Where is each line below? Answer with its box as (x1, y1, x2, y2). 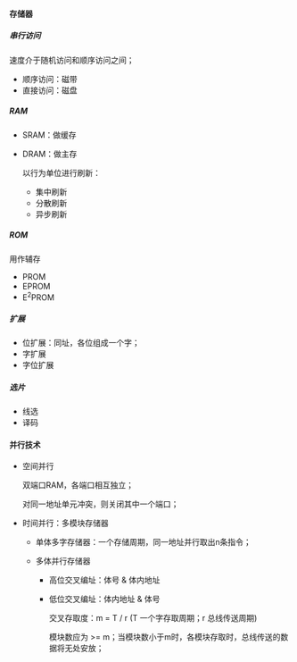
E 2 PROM (21, 290, 55, 303)
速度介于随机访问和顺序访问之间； (9, 54, 135, 65)
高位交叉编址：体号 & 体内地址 (48, 574, 161, 585)
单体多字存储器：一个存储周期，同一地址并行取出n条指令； (35, 537, 252, 548)
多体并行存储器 (35, 556, 91, 566)
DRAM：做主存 (21, 148, 78, 159)
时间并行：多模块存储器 (21, 518, 109, 529)
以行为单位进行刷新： (21, 167, 101, 178)
